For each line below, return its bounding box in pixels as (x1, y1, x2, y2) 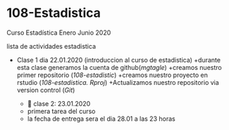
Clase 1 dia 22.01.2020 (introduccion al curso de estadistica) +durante (16, 55, 221, 64)
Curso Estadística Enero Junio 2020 (6, 28, 111, 37)
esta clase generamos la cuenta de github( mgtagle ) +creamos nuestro (16, 63, 223, 71)
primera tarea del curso (27, 107, 96, 115)
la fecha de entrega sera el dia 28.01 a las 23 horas (27, 114, 175, 123)
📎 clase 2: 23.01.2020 (27, 99, 91, 107)
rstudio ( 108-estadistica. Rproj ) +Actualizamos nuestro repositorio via (16, 78, 219, 86)
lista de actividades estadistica (6, 42, 97, 50)
